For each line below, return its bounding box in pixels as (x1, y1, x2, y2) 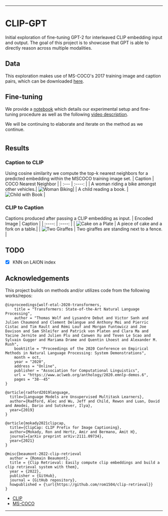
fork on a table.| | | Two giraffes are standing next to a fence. (5, 226, 162, 232)
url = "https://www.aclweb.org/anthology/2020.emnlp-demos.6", (14, 373, 149, 378)
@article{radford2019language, (5, 390, 70, 395)
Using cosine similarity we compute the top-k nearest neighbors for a (5, 170, 148, 176)
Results (5, 144, 29, 152)
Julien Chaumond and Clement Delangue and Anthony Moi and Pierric (5, 320, 149, 325)
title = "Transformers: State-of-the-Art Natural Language (14, 307, 140, 312)
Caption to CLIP (5, 159, 44, 166)
